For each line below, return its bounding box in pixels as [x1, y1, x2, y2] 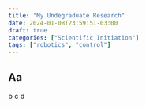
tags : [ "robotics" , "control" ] [8, 41, 111, 49]
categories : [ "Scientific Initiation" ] [8, 33, 140, 42]
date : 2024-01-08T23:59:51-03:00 [8, 19, 118, 27]
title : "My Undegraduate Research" [8, 11, 125, 20]
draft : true [8, 26, 47, 34]
